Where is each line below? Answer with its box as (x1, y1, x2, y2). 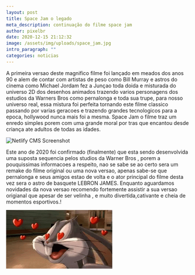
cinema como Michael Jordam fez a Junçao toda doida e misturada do (6, 82, 177, 89)
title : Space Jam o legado (6, 15, 72, 22)
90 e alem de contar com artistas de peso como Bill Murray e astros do (6, 76, 177, 83)
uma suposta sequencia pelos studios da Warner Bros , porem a (6, 154, 161, 161)
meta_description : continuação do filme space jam (6, 22, 132, 28)
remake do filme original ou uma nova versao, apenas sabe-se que (6, 167, 167, 174)
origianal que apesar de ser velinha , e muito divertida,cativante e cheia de (6, 192, 186, 199)
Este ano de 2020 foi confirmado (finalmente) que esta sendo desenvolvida (6, 148, 189, 155)
